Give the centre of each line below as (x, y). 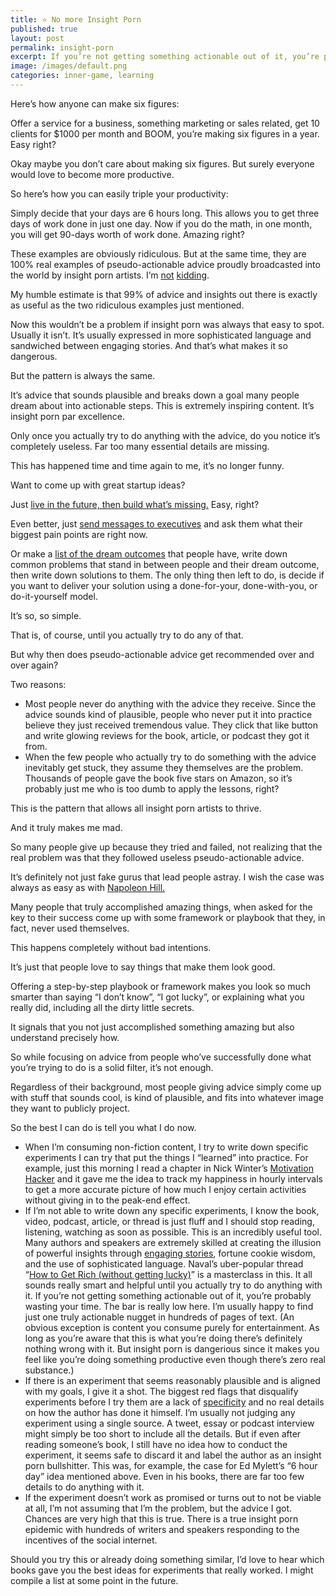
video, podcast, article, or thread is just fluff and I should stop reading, (169, 1221)
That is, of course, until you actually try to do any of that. (127, 635)
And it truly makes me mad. (66, 827)
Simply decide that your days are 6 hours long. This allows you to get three (165, 213)
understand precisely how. (65, 1037)
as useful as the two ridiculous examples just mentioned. (127, 305)
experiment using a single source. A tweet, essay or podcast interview (169, 1423)
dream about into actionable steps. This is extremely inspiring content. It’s (162, 405)
